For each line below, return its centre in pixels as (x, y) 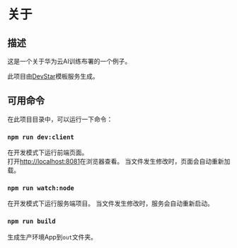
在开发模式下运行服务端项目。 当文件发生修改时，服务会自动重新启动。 (110, 203)
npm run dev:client (41, 137)
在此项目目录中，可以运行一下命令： (60, 119)
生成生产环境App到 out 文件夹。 (52, 237)
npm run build (31, 221)
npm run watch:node (41, 188)
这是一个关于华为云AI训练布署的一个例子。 (69, 61)
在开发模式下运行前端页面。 (48, 152)
